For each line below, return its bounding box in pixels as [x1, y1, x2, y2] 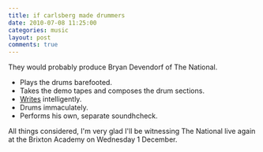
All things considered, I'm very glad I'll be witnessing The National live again [8, 127, 256, 136]
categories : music [8, 26, 69, 34]
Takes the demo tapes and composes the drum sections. [19, 86, 205, 95]
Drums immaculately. [19, 103, 88, 113]
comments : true [8, 41, 58, 49]
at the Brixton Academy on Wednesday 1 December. [8, 135, 178, 144]
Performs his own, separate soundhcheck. [19, 111, 158, 120]
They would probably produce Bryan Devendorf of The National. [8, 62, 218, 72]
